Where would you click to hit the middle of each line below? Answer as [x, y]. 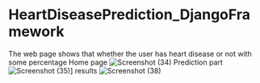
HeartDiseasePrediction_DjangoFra [129, 15]
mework [36, 32]
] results [84, 70]
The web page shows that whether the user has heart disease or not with [130, 53]
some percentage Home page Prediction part [116, 62]
